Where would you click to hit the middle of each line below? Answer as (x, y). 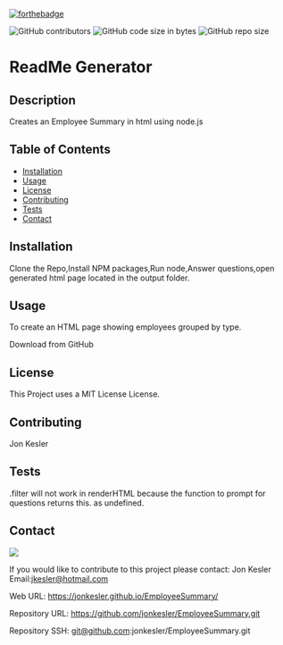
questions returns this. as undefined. (77, 503)
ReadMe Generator (81, 67)
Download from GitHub (51, 345)
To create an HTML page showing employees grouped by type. (125, 327)
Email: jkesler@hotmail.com (59, 578)
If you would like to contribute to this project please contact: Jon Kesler (140, 569)
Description (42, 100)
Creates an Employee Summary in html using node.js (106, 121)
